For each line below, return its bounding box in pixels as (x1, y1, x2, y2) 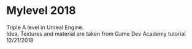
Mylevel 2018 (6, 4, 77, 18)
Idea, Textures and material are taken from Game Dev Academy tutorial (6, 30, 186, 37)
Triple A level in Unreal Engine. (6, 24, 84, 31)
